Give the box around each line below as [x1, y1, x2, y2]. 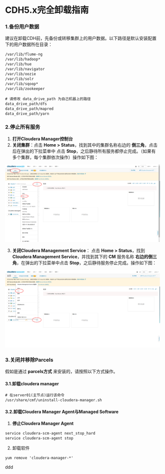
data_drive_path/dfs [5, 101, 48, 106]
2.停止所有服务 [5, 124, 40, 130]
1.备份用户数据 [5, 23, 39, 30]
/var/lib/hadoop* [5, 57, 41, 62]
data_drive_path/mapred [5, 106, 54, 111]
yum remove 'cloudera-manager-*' [5, 456, 74, 461]
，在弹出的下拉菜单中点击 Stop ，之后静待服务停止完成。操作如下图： [16, 260, 157, 266]
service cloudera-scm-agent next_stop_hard [5, 431, 96, 436]
